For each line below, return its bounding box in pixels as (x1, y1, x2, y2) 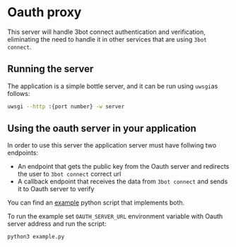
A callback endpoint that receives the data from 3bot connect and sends (17, 177, 228, 186)
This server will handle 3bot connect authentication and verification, (7, 28, 206, 36)
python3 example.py (7, 234, 65, 241)
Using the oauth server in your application (7, 123, 196, 135)
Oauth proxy (7, 4, 82, 20)
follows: (7, 89, 30, 97)
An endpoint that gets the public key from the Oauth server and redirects (17, 162, 230, 171)
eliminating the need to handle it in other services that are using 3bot (7, 35, 207, 43)
